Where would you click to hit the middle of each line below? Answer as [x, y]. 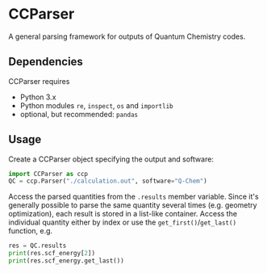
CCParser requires [39, 81]
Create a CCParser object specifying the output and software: [111, 159]
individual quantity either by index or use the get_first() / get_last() [122, 222]
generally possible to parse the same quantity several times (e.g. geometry [133, 205]
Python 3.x [38, 97]
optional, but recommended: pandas [79, 114]
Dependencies [46, 62]
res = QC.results [38, 246]
